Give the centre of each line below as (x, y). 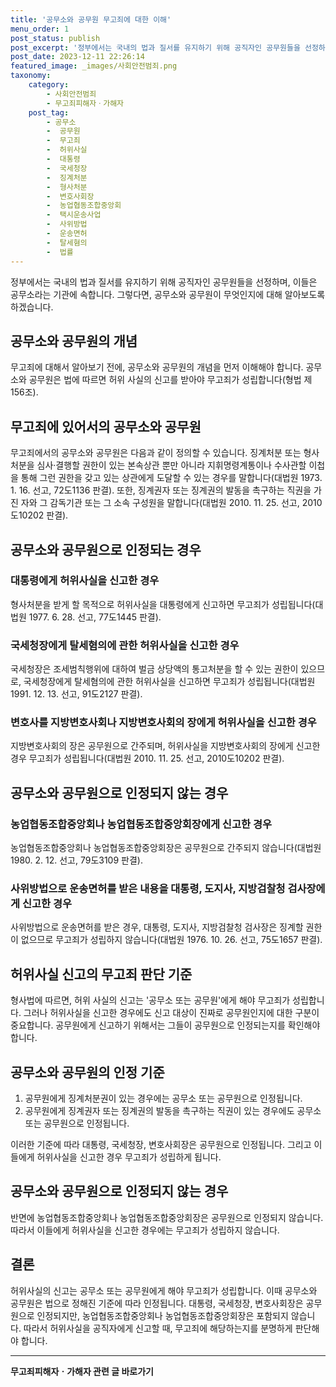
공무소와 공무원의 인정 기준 (87, 1072)
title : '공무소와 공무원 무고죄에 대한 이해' (91, 19)
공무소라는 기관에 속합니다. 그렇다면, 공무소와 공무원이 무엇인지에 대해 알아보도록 (168, 294)
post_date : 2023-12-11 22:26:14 (77, 57)
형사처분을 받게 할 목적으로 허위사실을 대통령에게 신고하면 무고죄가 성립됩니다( (163, 604)
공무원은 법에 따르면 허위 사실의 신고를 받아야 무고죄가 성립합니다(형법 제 (170, 380)
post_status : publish (55, 38)
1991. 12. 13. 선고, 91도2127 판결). (76, 694)
